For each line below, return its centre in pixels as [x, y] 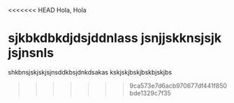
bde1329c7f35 [151, 93]
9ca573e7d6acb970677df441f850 [178, 86]
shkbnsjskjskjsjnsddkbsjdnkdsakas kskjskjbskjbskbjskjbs [90, 72]
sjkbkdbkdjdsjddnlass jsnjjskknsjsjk [115, 38]
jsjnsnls [31, 53]
